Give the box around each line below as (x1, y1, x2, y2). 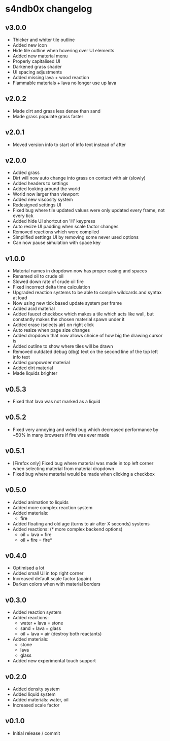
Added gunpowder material (12, 360, 70, 366)
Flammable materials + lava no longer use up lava (12, 80, 117, 86)
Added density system (12, 686, 60, 692)
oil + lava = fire (20, 531, 52, 538)
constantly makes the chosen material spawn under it (12, 316, 125, 323)
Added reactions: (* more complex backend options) (12, 526, 123, 532)
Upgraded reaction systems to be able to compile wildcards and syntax (12, 290, 162, 296)
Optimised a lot (12, 565, 45, 571)
